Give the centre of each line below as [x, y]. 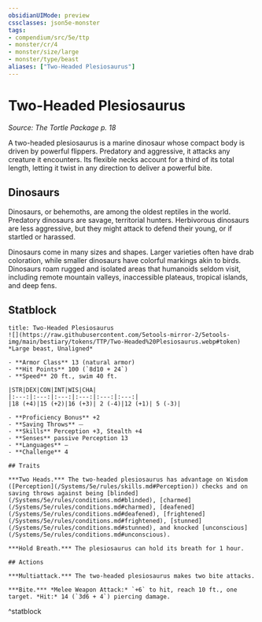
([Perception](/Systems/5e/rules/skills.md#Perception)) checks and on [128, 487]
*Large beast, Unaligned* [50, 349]
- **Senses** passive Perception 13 [68, 439]
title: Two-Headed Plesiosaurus [61, 328]
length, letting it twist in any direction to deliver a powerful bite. [110, 168]
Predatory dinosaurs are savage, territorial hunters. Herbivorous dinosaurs [129, 220]
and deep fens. [33, 285]
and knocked [179, 528]
